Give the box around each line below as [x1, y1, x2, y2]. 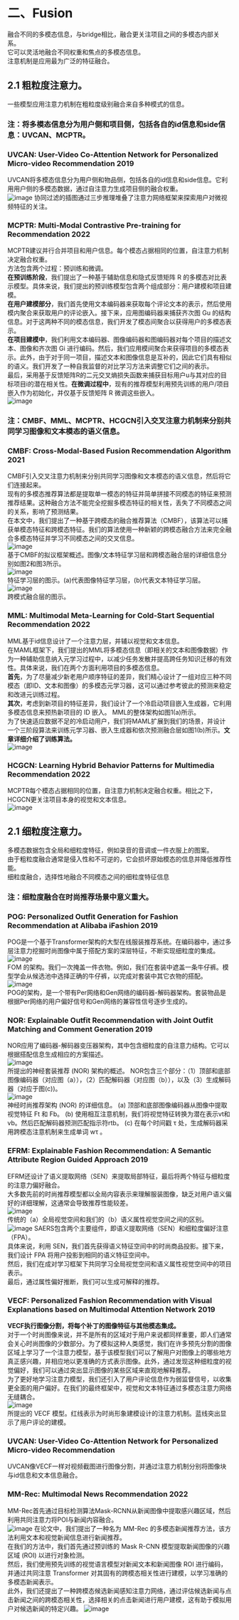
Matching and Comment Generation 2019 [7, 1024, 153, 1034]
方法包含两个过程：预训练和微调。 [7, 264, 107, 273]
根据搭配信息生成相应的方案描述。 [7, 1050, 107, 1059]
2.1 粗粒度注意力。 [7, 80, 87, 92]
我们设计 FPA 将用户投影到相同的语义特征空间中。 [7, 1251, 154, 1259]
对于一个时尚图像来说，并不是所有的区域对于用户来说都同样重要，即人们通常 [7, 1330, 232, 1339]
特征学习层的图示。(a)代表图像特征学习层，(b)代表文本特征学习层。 [7, 576, 205, 584]
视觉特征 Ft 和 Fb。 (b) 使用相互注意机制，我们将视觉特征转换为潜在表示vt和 [7, 1110, 230, 1118]
